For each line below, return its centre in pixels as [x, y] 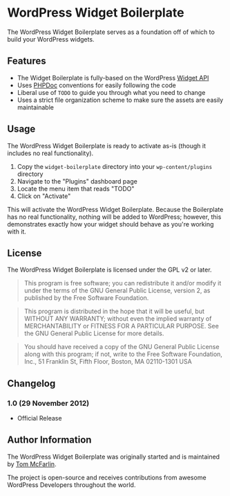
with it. [17, 231]
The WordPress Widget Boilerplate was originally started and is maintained [113, 457]
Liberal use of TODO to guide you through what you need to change [111, 92]
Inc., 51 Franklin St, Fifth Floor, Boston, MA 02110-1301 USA [108, 362]
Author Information [49, 440]
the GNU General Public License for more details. [94, 333]
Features [27, 61]
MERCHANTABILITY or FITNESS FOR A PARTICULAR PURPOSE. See [121, 326]
